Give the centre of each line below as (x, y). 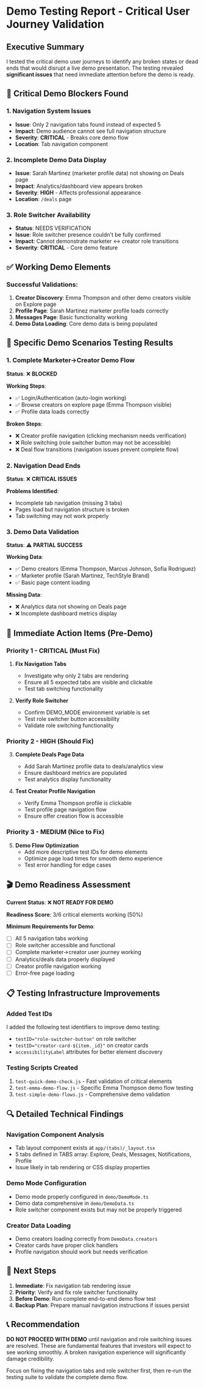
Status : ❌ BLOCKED (32, 374)
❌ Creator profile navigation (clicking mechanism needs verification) (101, 435)
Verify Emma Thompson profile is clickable (78, 803)
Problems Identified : (33, 491)
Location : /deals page (43, 199)
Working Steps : (26, 386)
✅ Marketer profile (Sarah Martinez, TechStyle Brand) (83, 575)
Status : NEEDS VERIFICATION (53, 228)
